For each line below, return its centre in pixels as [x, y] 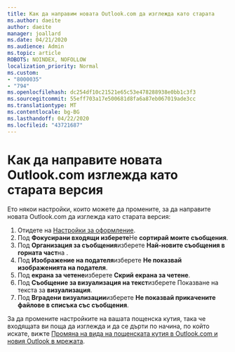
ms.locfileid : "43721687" [45, 125]
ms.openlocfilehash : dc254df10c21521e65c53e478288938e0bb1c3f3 [102, 92]
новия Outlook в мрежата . [46, 341]
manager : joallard [34, 33]
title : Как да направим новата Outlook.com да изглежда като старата [111, 14]
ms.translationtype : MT [42, 106]
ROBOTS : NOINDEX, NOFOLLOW [47, 60]
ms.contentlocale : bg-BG [43, 112]
